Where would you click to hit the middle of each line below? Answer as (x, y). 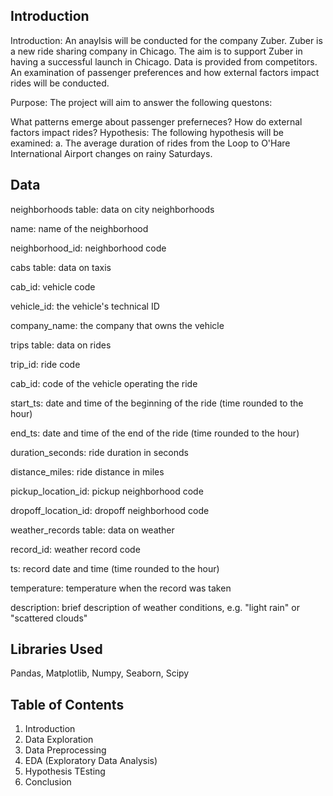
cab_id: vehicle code (53, 286)
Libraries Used (56, 649)
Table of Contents (67, 704)
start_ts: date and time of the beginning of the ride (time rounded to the (157, 403)
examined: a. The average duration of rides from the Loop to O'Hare (150, 143)
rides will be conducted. (60, 83)
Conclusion (48, 782)
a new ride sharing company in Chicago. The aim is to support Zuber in (156, 51)
